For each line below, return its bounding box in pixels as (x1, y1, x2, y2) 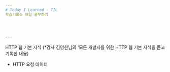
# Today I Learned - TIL (5, 7, 58, 13)
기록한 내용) (5, 50, 29, 56)
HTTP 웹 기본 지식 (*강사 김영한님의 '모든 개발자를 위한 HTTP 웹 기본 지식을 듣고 (5, 44, 165, 50)
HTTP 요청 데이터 (12, 61, 48, 67)
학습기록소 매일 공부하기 (5, 12, 48, 17)
